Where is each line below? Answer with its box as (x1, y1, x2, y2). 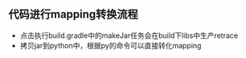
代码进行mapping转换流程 (8, 7, 138, 22)
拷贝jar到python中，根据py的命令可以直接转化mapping (19, 40, 202, 50)
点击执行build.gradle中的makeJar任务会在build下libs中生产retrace (19, 31, 239, 40)
